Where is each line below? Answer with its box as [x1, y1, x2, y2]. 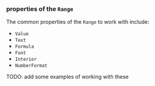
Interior [14, 56, 37, 63]
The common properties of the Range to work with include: [6, 19, 150, 26]
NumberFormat [14, 63, 48, 69]
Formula [14, 44, 34, 50]
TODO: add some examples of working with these [6, 73, 129, 81]
